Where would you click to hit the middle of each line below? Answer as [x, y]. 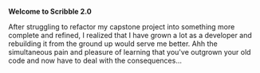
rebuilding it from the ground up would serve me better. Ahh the [113, 44]
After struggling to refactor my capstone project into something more [122, 27]
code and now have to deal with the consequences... [95, 60]
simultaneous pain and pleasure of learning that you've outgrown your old [130, 52]
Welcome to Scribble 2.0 [50, 12]
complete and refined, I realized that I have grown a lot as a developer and [130, 35]
